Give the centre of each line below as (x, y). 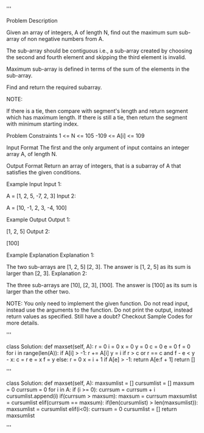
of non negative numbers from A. (62, 39)
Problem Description (32, 20)
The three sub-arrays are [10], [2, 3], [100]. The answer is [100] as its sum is (102, 285)
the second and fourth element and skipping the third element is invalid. (97, 57)
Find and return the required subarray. (54, 87)
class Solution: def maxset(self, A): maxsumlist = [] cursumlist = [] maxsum (100, 383)
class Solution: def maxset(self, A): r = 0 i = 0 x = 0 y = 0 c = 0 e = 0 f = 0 (98, 346)
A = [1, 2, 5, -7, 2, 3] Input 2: (41, 196)
